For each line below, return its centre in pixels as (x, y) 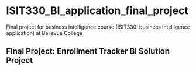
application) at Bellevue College (44, 33)
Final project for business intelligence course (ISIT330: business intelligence (98, 27)
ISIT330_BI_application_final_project (97, 11)
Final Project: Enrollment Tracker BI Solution (88, 52)
